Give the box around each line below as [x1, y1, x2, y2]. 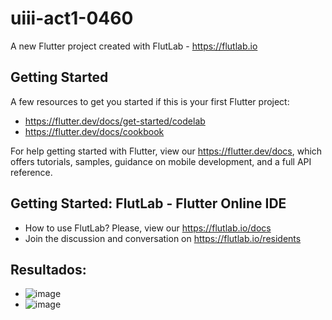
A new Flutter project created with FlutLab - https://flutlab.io [10, 40, 258, 52]
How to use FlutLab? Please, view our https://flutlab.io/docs [24, 222, 272, 234]
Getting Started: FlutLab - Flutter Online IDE [10, 195, 287, 212]
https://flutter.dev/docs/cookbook [24, 125, 165, 137]
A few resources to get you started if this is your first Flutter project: [10, 95, 290, 107]
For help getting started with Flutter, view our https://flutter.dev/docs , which [10, 145, 323, 157]
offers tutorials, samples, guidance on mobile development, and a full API [10, 155, 312, 167]
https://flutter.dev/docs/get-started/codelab [24, 115, 206, 127]
